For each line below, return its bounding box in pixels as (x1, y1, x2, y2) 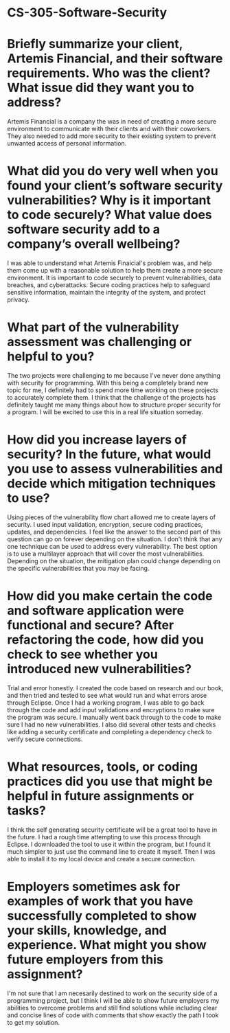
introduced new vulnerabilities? (7, 661, 192, 677)
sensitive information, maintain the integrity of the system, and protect (7, 288, 206, 297)
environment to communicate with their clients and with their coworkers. (7, 125, 212, 133)
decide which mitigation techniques (7, 476, 216, 492)
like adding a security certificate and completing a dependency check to (7, 727, 212, 736)
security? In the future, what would (7, 446, 211, 462)
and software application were (7, 603, 185, 619)
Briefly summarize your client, (7, 36, 183, 52)
